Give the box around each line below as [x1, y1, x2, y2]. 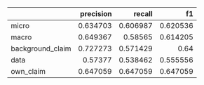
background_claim [11, 44, 72, 53]
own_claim [11, 67, 46, 76]
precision [79, 9, 112, 18]
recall [133, 9, 153, 18]
